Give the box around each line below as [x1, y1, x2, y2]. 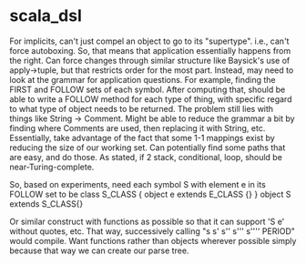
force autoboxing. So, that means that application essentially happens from [9, 45, 291, 56]
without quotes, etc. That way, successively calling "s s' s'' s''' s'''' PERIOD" [9, 225, 296, 237]
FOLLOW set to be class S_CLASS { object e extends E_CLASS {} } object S [9, 189, 291, 199]
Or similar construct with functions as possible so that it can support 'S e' [9, 216, 285, 227]
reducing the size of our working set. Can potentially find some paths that [9, 142, 286, 153]
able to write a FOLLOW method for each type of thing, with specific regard [9, 93, 292, 105]
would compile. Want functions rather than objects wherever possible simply [9, 235, 297, 246]
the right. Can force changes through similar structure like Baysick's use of [9, 55, 291, 66]
